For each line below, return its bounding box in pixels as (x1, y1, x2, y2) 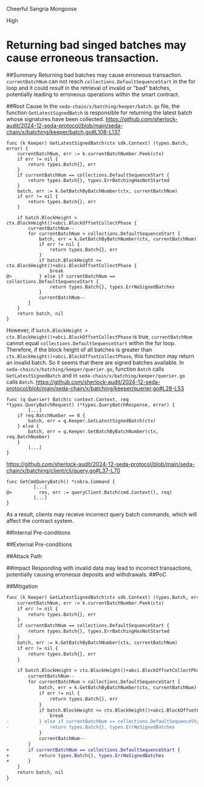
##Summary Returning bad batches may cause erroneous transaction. (6, 71, 183, 79)
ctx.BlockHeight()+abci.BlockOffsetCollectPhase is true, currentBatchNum (6, 333, 192, 340)
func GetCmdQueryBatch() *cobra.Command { (6, 478, 115, 484)
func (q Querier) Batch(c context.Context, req (6, 396, 129, 402)
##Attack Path (6, 552, 42, 559)
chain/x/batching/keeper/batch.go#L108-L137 (6, 128, 121, 136)
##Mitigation (6, 582, 38, 590)
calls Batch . (6, 378, 35, 385)
